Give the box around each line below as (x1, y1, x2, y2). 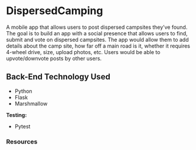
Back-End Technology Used (6, 72, 110, 82)
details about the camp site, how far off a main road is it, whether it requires (6, 42, 191, 49)
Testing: (6, 111, 27, 118)
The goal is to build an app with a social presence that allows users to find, (6, 29, 188, 36)
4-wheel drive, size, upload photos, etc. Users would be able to (6, 48, 161, 55)
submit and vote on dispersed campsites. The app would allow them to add (6, 36, 189, 43)
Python (14, 87, 32, 95)
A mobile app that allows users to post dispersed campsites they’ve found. (6, 24, 188, 31)
